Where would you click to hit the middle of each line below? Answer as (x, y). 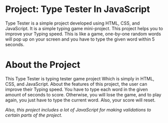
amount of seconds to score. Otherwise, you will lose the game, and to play (83, 94)
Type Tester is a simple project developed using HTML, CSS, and (72, 23)
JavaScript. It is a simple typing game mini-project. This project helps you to (84, 28)
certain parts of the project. (34, 115)
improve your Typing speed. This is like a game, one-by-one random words (83, 34)
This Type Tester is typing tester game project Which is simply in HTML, (80, 78)
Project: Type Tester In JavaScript (77, 9)
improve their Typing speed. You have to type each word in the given (77, 89)
